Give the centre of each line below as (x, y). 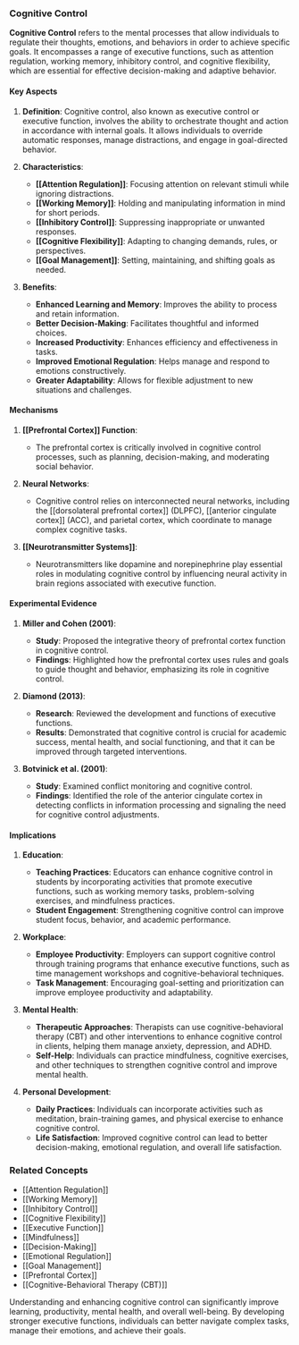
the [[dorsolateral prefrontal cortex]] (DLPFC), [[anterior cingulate (156, 510)
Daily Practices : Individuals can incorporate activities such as (149, 1109)
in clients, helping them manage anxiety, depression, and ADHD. (154, 1046)
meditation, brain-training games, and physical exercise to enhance (159, 1119)
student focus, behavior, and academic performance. (133, 920)
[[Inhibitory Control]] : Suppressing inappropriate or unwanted (150, 222)
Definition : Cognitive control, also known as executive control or (141, 111)
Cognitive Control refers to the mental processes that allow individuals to (144, 33)
